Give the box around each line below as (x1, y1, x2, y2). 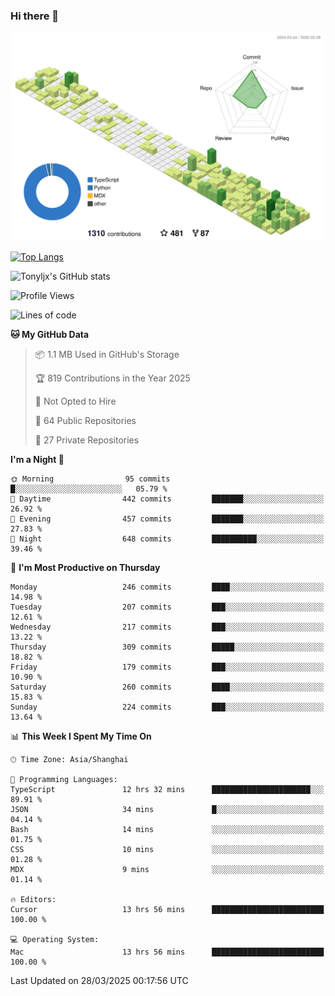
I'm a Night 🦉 (10, 454, 65, 466)
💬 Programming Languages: (10, 775, 118, 785)
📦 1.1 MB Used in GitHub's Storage (34, 349, 180, 361)
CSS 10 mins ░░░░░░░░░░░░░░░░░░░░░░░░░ (10, 845, 325, 855)
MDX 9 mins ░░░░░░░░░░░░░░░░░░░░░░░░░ (10, 865, 325, 875)
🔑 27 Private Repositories (34, 434, 140, 446)
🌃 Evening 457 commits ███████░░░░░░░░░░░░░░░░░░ (10, 514, 325, 524)
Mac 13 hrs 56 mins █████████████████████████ (10, 947, 325, 958)
